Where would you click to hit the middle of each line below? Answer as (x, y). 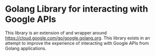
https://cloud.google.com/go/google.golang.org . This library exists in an (77, 38)
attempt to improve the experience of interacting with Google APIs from (77, 43)
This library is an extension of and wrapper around (56, 33)
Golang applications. (26, 48)
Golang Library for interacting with (77, 9)
